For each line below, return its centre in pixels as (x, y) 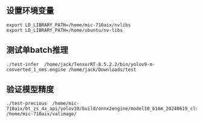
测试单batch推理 (37, 50)
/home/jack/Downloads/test (102, 70)
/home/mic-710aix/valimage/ (42, 114)
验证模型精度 (30, 90)
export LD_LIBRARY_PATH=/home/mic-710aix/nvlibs (69, 25)
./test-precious (27, 104)
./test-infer (23, 64)
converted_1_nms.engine (36, 70)
